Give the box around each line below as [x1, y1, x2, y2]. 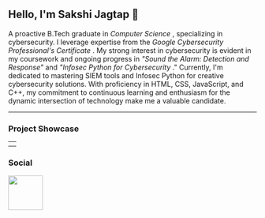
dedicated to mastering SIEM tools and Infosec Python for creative [8, 70, 225, 80]
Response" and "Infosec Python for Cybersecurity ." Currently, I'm [8, 62, 223, 72]
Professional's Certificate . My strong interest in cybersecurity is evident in [8, 45, 252, 55]
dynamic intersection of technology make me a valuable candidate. [8, 96, 226, 105]
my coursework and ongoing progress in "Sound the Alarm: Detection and [8, 54, 250, 63]
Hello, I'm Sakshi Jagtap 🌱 [8, 8, 140, 21]
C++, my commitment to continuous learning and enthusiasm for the [8, 88, 230, 97]
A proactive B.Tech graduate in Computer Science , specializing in [8, 28, 223, 38]
